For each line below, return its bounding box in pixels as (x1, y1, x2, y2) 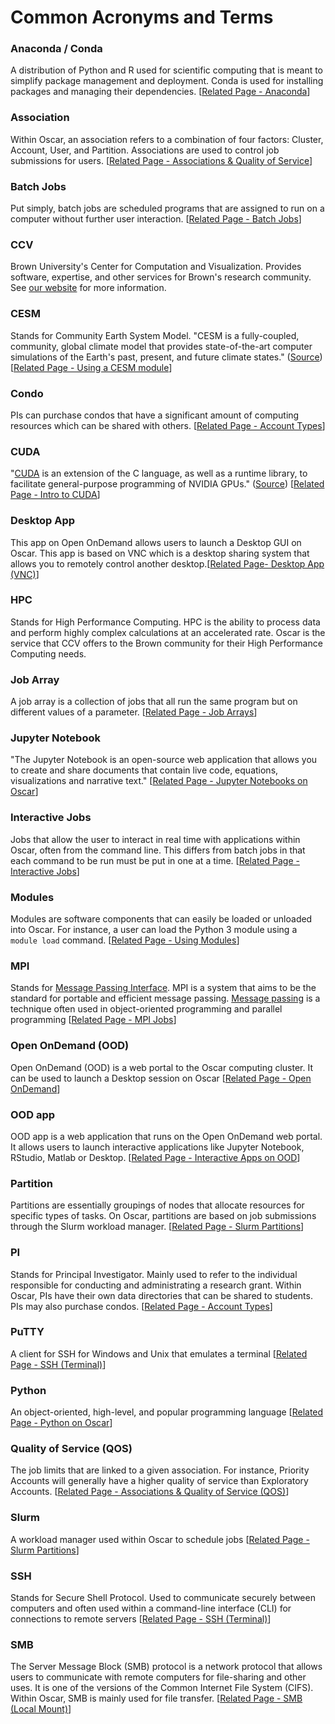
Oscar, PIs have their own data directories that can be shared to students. (10, 1289, 313, 1301)
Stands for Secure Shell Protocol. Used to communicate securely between (10, 1592, 316, 1604)
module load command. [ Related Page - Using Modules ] (10, 934, 240, 946)
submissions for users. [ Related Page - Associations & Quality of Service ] (10, 154, 313, 166)
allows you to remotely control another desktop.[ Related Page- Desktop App (10, 557, 325, 570)
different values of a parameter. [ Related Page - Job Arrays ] (10, 706, 258, 718)
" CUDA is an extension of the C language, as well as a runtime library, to (10, 467, 308, 480)
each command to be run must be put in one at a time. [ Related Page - (10, 854, 300, 866)
